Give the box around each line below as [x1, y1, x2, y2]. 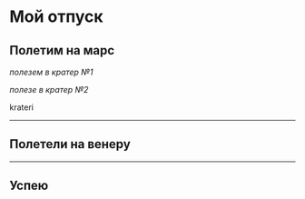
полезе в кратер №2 [9, 85, 89, 95]
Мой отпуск [9, 6, 103, 27]
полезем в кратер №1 [9, 66, 93, 77]
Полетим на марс [9, 43, 115, 58]
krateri [9, 102, 34, 113]
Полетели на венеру [9, 136, 132, 152]
